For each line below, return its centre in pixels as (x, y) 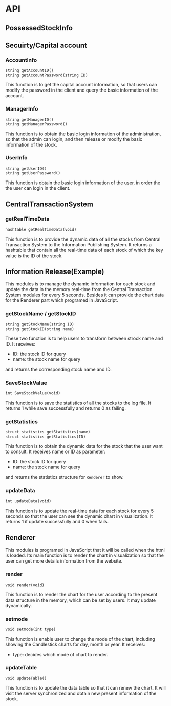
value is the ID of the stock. (34, 256)
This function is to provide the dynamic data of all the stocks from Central (83, 239)
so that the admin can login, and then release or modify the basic (74, 139)
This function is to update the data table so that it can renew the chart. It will (86, 688)
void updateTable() (26, 678)
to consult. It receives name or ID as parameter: (56, 452)
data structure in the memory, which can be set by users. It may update (81, 600)
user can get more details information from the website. (64, 561)
